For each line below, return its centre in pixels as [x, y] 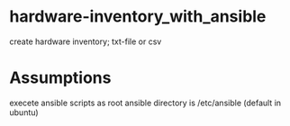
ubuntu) [24, 112]
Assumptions [60, 78]
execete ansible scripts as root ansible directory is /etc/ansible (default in [145, 103]
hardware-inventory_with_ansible [138, 17]
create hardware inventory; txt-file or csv [86, 41]
